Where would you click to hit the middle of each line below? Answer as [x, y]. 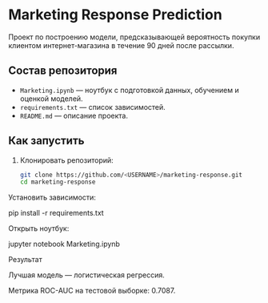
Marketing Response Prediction [115, 15]
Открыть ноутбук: [39, 228]
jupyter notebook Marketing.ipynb [64, 244]
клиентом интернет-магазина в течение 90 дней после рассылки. [121, 45]
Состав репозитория [63, 71]
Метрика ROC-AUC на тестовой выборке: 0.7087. [92, 291]
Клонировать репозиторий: [66, 160]
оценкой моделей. [51, 99]
